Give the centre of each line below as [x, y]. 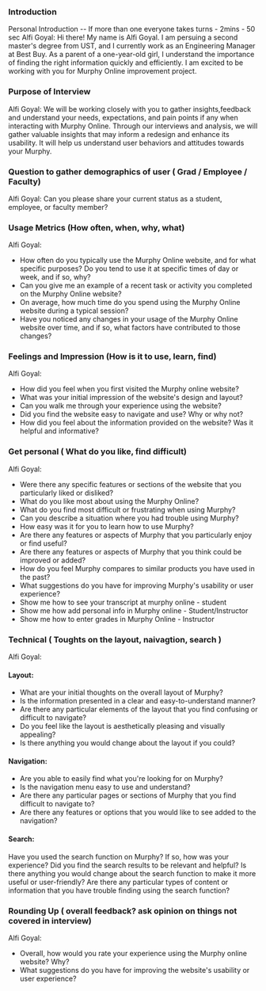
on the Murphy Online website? [70, 294]
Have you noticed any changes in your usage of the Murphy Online [129, 319]
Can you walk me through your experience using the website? [120, 406]
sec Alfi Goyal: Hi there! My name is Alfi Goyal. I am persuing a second [123, 37]
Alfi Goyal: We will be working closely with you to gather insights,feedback [130, 109]
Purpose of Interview [49, 92]
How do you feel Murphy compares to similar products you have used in [137, 568]
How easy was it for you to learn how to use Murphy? [106, 526]
